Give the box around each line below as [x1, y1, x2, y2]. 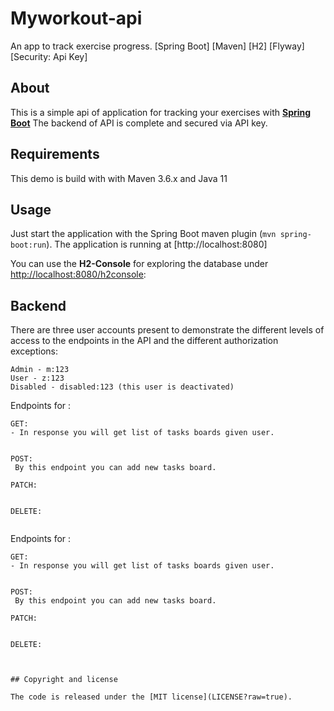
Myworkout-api [10, 7, 143, 30]
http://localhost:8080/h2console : [10, 268, 147, 281]
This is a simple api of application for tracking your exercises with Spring [10, 106, 312, 118]
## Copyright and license [10, 675, 118, 685]
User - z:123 [10, 373, 65, 384]
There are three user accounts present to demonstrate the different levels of [10, 324, 325, 336]
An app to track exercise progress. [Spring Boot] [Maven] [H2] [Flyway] [10, 40, 305, 52]
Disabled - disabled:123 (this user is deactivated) [10, 382, 235, 392]
